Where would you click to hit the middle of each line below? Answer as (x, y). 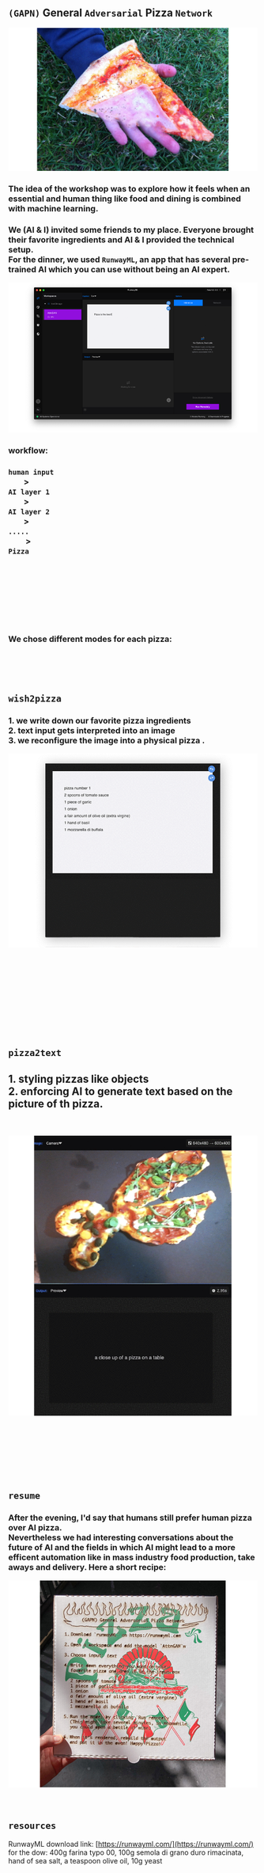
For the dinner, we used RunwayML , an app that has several (119, 259)
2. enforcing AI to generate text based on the (121, 1092)
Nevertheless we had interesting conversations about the (121, 1537)
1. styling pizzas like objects (79, 1079)
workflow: (28, 450)
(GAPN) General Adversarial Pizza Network (111, 13)
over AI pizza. (35, 1528)
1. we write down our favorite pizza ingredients (100, 720)
